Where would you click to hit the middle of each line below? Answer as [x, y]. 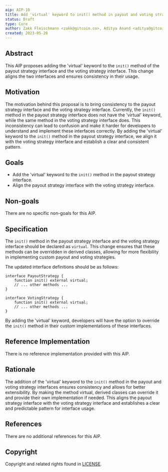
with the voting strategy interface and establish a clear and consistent [77, 142]
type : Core [16, 24]
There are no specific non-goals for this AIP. [51, 213]
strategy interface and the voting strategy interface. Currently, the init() [80, 109]
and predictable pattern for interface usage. [50, 408]
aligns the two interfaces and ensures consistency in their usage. [72, 76]
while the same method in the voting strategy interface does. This [73, 120]
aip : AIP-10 [17, 10]
